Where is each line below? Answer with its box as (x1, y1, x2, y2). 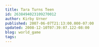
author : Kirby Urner (5, 16, 48, 21)
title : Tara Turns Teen (5, 7, 54, 12)
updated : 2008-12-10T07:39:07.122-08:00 (5, 25, 90, 30)
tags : (5, 35, 16, 40)
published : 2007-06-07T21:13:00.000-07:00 (5, 21, 94, 26)
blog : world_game (5, 30, 41, 35)
